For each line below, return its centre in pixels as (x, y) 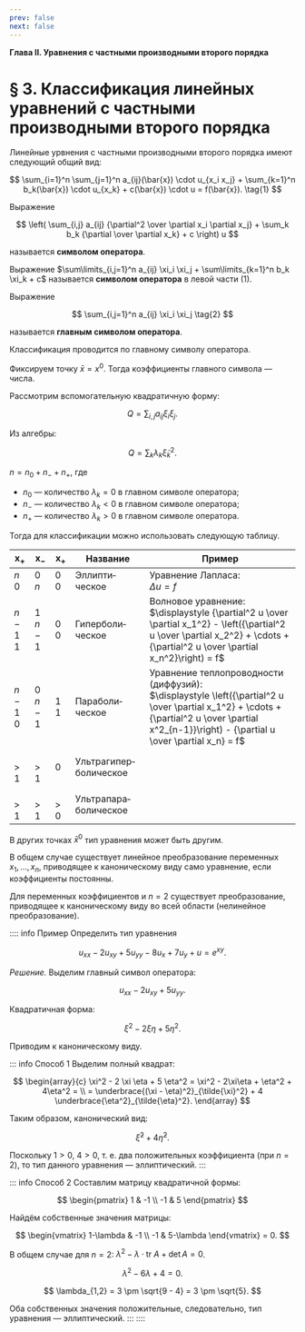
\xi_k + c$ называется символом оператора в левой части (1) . (131, 279)
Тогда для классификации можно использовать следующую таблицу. (144, 535)
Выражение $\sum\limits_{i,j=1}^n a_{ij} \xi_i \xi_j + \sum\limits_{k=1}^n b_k (150, 270)
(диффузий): (176, 684)
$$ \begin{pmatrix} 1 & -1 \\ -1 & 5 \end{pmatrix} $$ (152, 1199)
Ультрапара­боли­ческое (103, 804)
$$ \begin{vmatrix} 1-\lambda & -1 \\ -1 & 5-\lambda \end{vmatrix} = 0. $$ (152, 1235)
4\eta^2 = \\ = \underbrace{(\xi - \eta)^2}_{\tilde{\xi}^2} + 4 (152, 1091)
